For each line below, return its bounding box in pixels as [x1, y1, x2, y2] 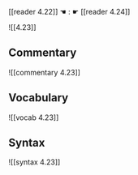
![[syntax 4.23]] [8, 157, 61, 167]
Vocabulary [8, 91, 69, 105]
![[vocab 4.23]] [8, 113, 59, 122]
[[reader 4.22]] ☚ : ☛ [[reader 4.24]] [8, 7, 131, 16]
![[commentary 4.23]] [8, 67, 81, 77]
